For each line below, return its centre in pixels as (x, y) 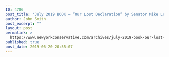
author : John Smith (26, 19)
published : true (22, 42)
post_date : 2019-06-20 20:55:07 (39, 47)
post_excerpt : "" (23, 24)
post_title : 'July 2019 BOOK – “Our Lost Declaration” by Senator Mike (82, 14)
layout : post (19, 28)
